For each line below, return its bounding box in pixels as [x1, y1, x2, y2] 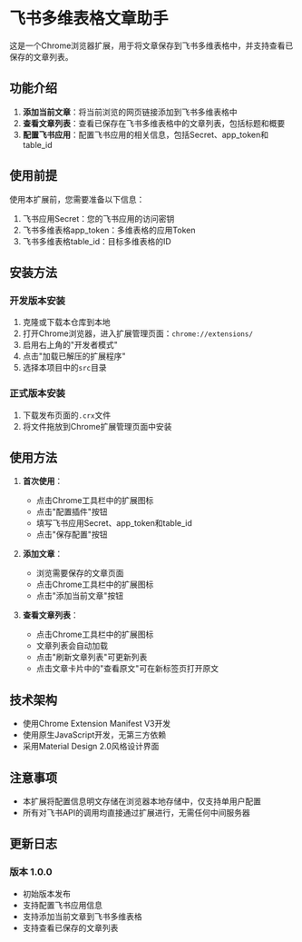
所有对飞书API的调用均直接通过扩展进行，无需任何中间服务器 [22, 807, 251, 818]
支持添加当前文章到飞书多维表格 [22, 910, 142, 922]
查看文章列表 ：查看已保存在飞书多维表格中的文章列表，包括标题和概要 [22, 117, 286, 128]
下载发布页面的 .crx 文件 [22, 410, 112, 421]
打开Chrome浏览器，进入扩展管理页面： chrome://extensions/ [22, 328, 254, 339]
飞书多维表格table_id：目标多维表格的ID [22, 235, 172, 246]
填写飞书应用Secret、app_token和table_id [35, 518, 193, 529]
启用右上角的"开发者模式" [22, 340, 118, 351]
